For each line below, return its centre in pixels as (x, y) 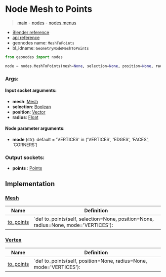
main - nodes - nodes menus (47, 23)
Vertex (13, 239)
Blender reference (31, 32)
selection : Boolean (32, 107)
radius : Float (25, 117)
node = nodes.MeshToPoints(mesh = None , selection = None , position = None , (79, 66)
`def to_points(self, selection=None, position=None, (94, 219)
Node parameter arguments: (35, 128)
